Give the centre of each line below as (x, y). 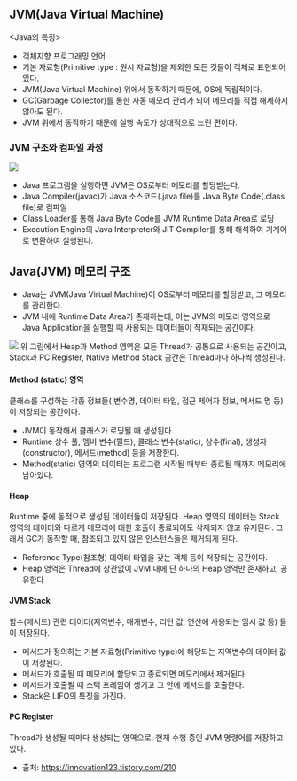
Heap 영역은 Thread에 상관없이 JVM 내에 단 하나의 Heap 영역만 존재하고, (150, 569)
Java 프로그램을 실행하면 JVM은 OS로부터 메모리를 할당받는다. (131, 185)
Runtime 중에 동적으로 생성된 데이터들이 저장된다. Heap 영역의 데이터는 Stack (145, 517)
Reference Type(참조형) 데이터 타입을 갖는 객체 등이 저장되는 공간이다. (145, 558)
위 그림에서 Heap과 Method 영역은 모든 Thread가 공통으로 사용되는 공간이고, (154, 346)
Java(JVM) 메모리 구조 (70, 271)
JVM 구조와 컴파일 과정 (56, 147)
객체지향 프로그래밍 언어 (64, 56)
